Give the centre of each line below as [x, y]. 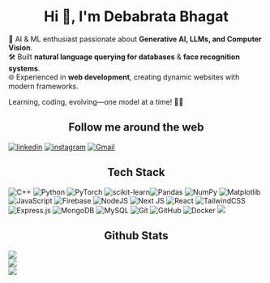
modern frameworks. [43, 86]
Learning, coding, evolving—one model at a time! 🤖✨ [96, 101]
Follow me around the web [136, 128]
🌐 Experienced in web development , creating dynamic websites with [124, 77]
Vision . [21, 47]
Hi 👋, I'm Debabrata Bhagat [136, 17]
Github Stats [136, 236]
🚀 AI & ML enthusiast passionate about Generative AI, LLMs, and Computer [135, 39]
